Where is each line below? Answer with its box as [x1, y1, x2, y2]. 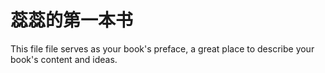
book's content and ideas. [10, 53, 118, 65]
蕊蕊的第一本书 [10, 9, 134, 32]
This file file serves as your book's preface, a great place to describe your [10, 42, 315, 55]
